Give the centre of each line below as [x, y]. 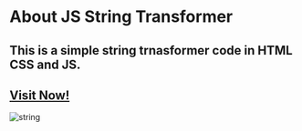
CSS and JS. [45, 64]
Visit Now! [40, 95]
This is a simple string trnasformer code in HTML [151, 50]
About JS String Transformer [121, 17]
